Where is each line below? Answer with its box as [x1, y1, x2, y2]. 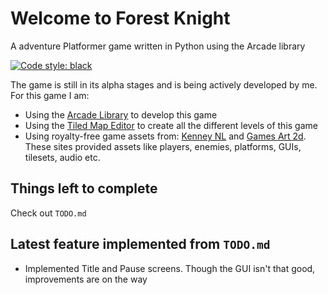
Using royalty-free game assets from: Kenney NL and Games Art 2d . [24, 130, 307, 142]
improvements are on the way [24, 273, 148, 285]
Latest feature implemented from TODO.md [10, 236, 271, 253]
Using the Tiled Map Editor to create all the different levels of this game [24, 119, 318, 131]
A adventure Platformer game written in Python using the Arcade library [10, 40, 306, 52]
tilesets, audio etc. [24, 151, 101, 163]
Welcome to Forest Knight [10, 7, 231, 30]
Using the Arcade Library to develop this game [24, 108, 218, 121]
